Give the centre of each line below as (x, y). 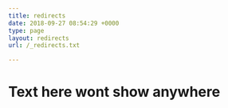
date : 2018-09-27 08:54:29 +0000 (64, 23)
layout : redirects (39, 38)
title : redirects (37, 16)
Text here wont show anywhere (114, 92)
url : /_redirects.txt (44, 46)
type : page (26, 30)
